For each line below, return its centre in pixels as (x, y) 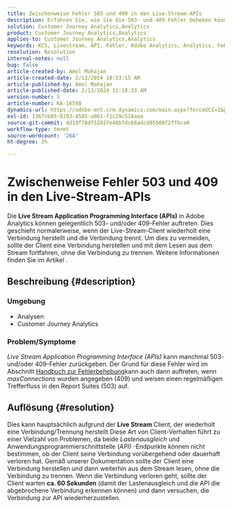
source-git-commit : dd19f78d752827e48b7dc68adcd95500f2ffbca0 (98, 123)
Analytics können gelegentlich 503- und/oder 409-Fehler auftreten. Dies (110, 223)
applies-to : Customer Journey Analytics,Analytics (81, 39)
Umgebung (27, 301)
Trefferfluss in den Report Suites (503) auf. (68, 386)
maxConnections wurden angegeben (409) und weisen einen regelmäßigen (115, 379)
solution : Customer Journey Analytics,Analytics (78, 26)
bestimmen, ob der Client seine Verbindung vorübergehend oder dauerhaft (114, 454)
